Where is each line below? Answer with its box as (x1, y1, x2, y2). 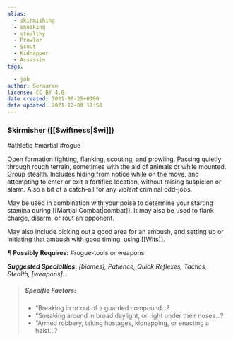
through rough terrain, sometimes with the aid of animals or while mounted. (7, 163, 227, 171)
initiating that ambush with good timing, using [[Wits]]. (7, 235, 165, 244)
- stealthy (13, 30, 46, 37)
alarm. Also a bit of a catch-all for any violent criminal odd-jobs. (7, 185, 193, 194)
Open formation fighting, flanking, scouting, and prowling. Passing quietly (7, 155, 222, 163)
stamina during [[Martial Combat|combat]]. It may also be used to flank (7, 206, 214, 215)
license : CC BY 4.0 (7, 89, 65, 96)
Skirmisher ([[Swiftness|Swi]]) (7, 125, 114, 135)
